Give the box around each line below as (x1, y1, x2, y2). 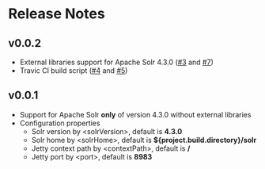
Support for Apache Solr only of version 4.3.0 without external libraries (19, 109, 252, 119)
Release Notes (8, 5, 105, 23)
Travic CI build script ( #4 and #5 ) (19, 66, 128, 75)
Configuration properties (19, 118, 100, 128)
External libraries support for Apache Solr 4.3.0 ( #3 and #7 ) (19, 57, 214, 67)
